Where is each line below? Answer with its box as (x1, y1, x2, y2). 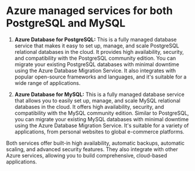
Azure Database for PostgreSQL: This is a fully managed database (14, 36, 177, 43)
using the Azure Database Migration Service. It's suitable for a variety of (14, 122, 189, 129)
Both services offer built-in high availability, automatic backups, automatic (6, 139, 185, 146)
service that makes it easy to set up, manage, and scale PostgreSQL (14, 42, 180, 49)
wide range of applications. (14, 79, 81, 86)
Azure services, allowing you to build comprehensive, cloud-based (6, 152, 167, 159)
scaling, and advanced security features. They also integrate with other (6, 145, 179, 153)
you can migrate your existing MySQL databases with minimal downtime (14, 115, 189, 122)
